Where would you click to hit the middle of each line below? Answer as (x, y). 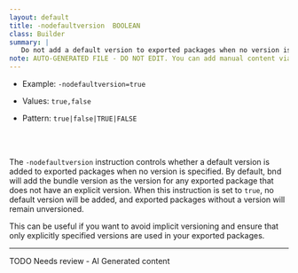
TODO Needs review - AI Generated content (90, 261)
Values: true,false (56, 101)
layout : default (39, 17)
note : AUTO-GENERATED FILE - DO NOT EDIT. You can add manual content (142, 58)
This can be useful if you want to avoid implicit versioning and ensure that (144, 226)
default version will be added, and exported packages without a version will (147, 199)
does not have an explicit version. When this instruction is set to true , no (142, 190)
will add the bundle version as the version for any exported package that (141, 181)
